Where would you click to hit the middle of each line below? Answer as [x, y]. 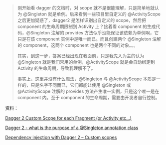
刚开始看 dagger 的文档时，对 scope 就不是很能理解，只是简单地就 [86, 8]
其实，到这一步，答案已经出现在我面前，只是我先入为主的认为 [81, 56]
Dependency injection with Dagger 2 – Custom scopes [61, 137]
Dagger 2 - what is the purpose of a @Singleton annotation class [72, 128]
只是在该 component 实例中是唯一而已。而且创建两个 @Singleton [84, 39]
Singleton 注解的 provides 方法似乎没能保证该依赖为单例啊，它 [95, 33]
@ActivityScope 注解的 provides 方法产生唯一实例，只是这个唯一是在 [88, 91]
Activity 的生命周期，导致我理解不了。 [56, 68]
